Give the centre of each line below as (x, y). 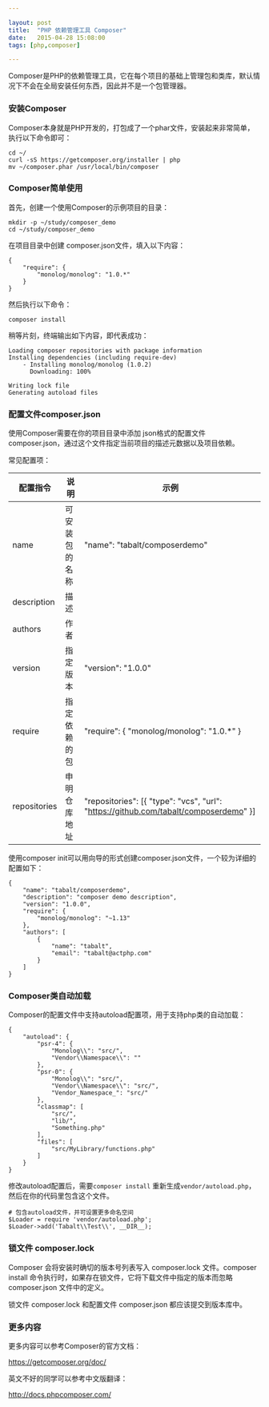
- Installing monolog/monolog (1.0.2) (87, 364)
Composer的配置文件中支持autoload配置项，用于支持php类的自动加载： (127, 1015)
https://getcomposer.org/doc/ (57, 1362)
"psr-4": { (55, 1044)
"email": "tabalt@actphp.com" (101, 954)
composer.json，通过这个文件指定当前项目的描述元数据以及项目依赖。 (124, 443)
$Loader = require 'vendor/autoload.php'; (80, 1220)
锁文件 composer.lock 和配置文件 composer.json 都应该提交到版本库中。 (127, 1304)
